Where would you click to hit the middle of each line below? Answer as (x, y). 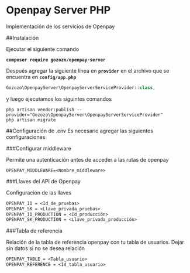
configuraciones (26, 137)
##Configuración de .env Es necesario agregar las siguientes (80, 131)
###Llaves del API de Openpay (43, 181)
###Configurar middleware (39, 148)
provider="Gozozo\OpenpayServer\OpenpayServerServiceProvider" (85, 115)
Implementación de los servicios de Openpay (61, 26)
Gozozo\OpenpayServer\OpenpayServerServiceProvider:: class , (81, 88)
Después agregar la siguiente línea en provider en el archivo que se (88, 70)
